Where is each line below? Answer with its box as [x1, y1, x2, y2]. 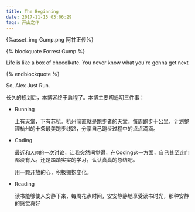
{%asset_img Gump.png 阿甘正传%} [6, 36, 94, 43]
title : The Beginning [6, 8, 59, 15]
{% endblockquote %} [6, 71, 60, 78]
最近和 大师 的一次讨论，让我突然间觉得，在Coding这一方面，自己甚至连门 [14, 149, 190, 156]
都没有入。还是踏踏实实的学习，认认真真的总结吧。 [14, 156, 138, 163]
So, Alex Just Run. [6, 82, 50, 89]
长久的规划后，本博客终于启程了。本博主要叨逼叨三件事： [6, 94, 145, 101]
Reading [14, 180, 35, 187]
